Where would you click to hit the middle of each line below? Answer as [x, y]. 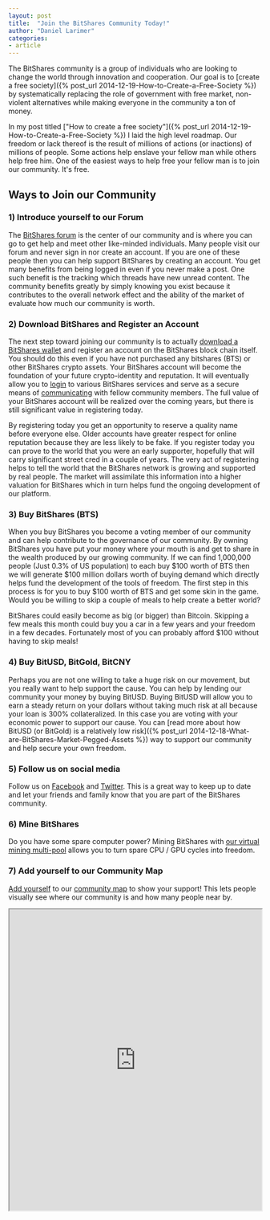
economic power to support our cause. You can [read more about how [125, 722]
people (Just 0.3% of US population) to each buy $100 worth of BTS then [129, 566]
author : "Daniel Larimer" [51, 31]
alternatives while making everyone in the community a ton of [134, 103]
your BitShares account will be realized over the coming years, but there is [131, 402]
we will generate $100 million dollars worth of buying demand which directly [134, 574]
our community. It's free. [49, 169]
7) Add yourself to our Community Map [86, 871]
